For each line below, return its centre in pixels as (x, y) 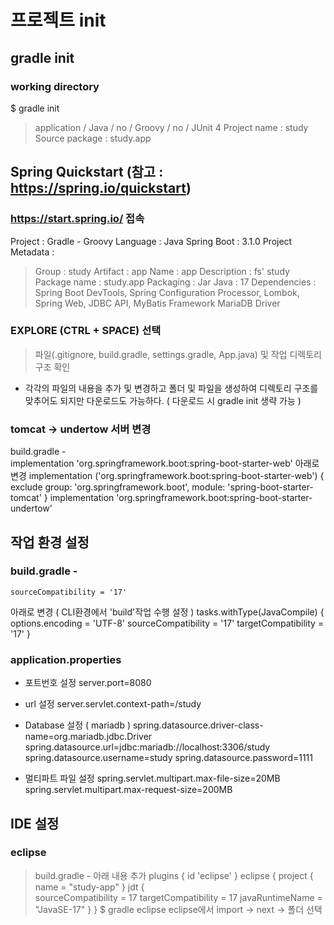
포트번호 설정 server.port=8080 (88, 683)
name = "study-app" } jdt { (89, 887)
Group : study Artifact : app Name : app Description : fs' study (162, 271)
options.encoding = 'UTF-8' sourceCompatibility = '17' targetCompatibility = (167, 623)
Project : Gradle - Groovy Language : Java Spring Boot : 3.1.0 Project (151, 241)
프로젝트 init (58, 20)
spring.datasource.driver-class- (198, 725)
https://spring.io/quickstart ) (101, 188)
